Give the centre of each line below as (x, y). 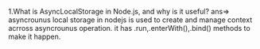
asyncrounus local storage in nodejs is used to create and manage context (130, 20)
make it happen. (35, 36)
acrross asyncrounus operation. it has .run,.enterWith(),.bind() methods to (129, 28)
